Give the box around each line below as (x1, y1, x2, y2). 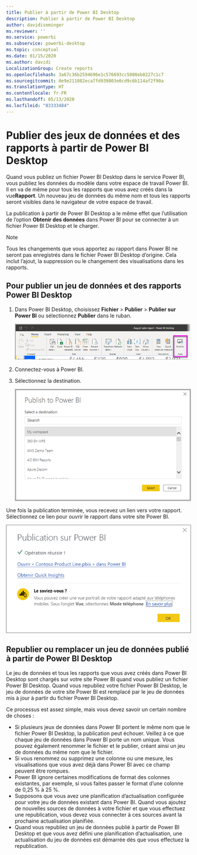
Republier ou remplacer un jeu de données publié (6, 645, 189, 655)
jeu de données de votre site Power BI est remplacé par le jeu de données (6, 688, 185, 695)
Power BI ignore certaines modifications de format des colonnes (14, 773, 170, 780)
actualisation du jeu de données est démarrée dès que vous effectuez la (14, 836, 189, 843)
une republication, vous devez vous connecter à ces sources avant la (14, 811, 182, 818)
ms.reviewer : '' (6, 28, 46, 34)
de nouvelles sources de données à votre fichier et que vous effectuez (14, 804, 186, 812)
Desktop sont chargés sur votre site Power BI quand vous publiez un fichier (6, 675, 188, 682)
